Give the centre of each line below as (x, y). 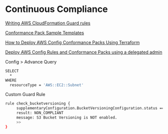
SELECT (12, 71)
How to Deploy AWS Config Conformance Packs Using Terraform (72, 42)
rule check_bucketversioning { (38, 103)
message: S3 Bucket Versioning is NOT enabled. (67, 118)
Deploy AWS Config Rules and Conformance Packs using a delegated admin (84, 52)
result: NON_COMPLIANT (40, 113)
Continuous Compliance (57, 9)
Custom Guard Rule (25, 94)
